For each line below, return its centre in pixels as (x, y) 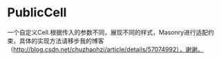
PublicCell (37, 13)
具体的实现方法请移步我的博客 (61, 41)
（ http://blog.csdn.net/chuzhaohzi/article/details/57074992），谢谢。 (105, 49)
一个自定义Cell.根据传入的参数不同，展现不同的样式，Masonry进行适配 (108, 32)
